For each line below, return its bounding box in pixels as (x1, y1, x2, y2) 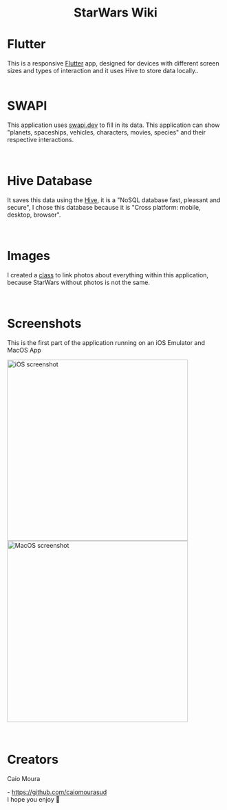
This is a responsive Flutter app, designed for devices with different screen (7, 59, 219, 68)
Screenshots (7, 316, 82, 332)
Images (7, 248, 50, 264)
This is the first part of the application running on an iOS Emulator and (7, 338, 205, 346)
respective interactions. (7, 136, 74, 144)
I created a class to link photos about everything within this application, (7, 270, 208, 279)
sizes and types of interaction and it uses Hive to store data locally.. (7, 67, 199, 75)
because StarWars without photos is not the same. (7, 278, 150, 286)
